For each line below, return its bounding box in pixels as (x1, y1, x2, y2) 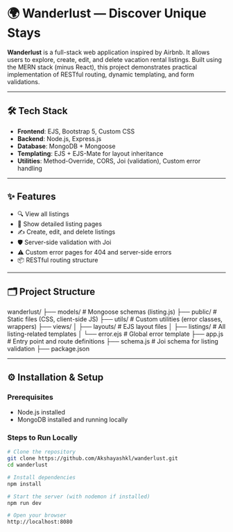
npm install (7, 481, 42, 487)
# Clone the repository (7, 449, 76, 456)
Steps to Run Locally (7, 433, 78, 442)
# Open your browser (7, 512, 67, 519)
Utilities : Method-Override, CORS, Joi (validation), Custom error (17, 156, 201, 165)
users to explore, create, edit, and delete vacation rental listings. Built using (7, 55, 222, 63)
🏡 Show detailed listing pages (17, 220, 103, 228)
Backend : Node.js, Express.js (17, 134, 102, 143)
